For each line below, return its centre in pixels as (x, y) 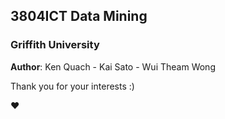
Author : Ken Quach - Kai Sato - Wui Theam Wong (113, 66)
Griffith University (55, 45)
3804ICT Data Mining (79, 16)
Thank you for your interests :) (72, 86)
